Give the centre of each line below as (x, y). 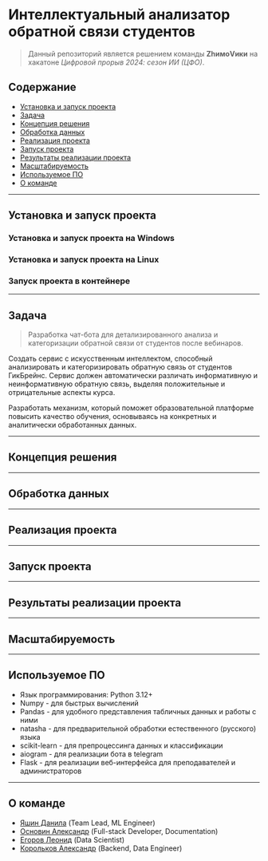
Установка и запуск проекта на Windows (92, 239)
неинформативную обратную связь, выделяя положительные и (117, 384)
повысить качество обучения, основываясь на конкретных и (112, 417)
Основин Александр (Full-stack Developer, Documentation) (119, 831)
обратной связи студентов (102, 32)
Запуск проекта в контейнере (69, 281)
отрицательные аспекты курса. (62, 393)
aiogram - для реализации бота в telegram (91, 754)
